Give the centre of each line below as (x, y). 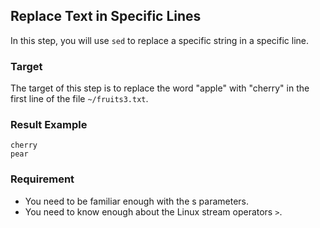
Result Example (49, 125)
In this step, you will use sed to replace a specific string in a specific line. (159, 40)
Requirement (42, 179)
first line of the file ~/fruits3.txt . (79, 99)
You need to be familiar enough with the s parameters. (136, 201)
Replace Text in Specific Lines (106, 16)
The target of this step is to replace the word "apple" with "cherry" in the (160, 88)
